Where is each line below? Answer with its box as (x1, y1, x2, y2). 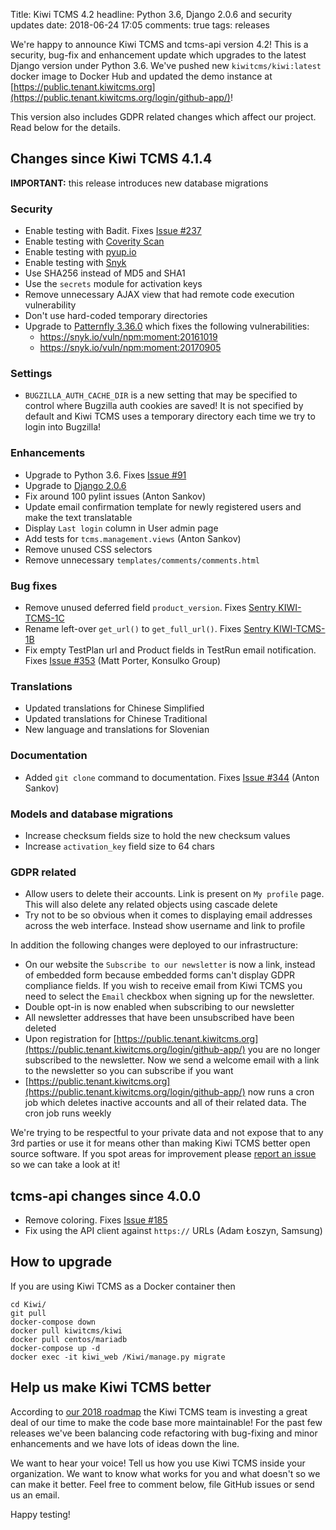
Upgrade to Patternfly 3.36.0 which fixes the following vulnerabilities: (24, 320, 310, 333)
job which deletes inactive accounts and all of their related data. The (24, 1097, 307, 1109)
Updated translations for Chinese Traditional (24, 713, 208, 725)
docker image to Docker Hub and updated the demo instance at (10, 70, 273, 82)
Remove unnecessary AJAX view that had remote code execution (24, 289, 295, 301)
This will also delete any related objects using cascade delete (24, 899, 278, 911)
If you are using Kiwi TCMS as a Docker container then (10, 1280, 236, 1292)
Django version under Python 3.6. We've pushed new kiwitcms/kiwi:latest (10, 60, 322, 71)
